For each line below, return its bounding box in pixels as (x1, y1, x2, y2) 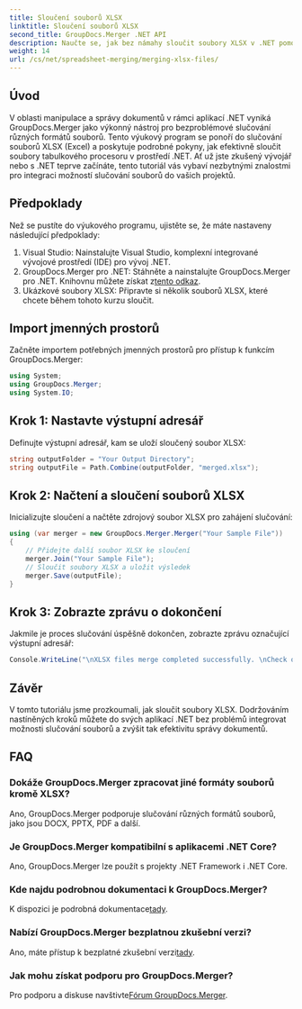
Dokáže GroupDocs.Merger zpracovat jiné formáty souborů (9, 777, 275, 789)
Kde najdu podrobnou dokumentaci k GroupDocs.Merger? (9, 883, 268, 895)
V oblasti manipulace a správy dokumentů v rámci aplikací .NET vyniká (9, 112, 271, 123)
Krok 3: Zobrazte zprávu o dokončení (9, 604, 222, 620)
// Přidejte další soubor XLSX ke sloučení (25, 546, 191, 555)
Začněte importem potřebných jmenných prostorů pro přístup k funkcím (9, 344, 275, 356)
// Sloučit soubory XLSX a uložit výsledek (25, 562, 191, 572)
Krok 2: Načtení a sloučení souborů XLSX (9, 488, 245, 504)
